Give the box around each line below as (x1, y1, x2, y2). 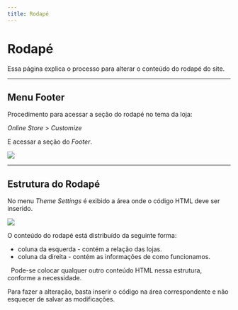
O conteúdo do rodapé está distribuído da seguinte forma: (7, 231, 177, 240)
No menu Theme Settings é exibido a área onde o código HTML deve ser (7, 197, 220, 205)
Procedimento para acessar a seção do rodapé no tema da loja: (7, 110, 193, 119)
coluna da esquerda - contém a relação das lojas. (17, 245, 162, 253)
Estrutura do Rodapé (7, 178, 101, 190)
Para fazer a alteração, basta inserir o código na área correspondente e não (7, 287, 229, 296)
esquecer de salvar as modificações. (7, 295, 115, 304)
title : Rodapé (7, 10, 50, 18)
